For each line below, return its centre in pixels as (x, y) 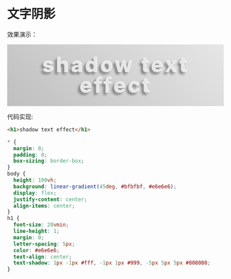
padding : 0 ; (31, 155)
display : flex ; (35, 193)
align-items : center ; (44, 206)
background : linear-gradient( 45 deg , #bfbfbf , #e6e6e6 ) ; (95, 186)
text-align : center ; (43, 257)
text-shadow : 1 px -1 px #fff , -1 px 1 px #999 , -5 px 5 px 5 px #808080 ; (112, 263)
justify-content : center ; (51, 199)
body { (16, 174)
